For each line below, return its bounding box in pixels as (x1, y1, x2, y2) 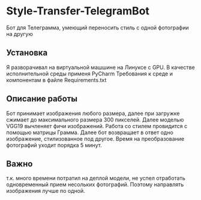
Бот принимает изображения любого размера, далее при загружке (6, 110, 180, 117)
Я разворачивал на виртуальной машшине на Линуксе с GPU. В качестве (6, 63, 195, 71)
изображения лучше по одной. (6, 187, 85, 195)
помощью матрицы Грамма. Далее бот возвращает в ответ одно (6, 129, 174, 136)
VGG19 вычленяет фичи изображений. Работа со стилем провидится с (6, 122, 188, 129)
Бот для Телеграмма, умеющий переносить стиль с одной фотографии (6, 24, 189, 31)
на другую (6, 30, 33, 37)
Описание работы (6, 94, 78, 104)
